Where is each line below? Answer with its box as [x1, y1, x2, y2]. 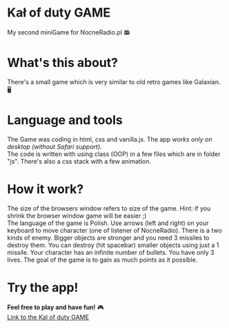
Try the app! [7, 280, 79, 295]
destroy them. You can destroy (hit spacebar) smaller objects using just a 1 [7, 240, 219, 249]
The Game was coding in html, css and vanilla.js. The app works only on [7, 135, 212, 143]
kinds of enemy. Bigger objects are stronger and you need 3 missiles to [7, 233, 210, 242]
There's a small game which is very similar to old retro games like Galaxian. [7, 77, 221, 86]
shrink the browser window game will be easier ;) [7, 211, 147, 220]
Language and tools [7, 113, 123, 128]
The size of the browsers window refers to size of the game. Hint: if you [7, 204, 211, 212]
